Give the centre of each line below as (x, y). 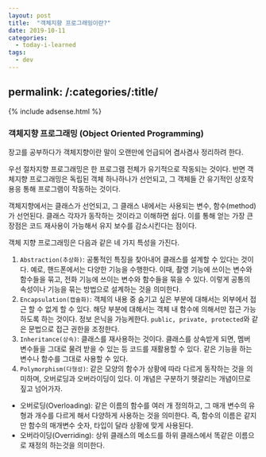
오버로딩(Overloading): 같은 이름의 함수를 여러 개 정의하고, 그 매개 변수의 (133, 405)
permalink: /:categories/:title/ (83, 92)
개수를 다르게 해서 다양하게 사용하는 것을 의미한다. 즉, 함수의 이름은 (138, 415)
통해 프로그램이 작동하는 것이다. (71, 188)
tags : (17, 52)
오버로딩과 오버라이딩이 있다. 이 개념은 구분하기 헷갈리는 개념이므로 (147, 378)
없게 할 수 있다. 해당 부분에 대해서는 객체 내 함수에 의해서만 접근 (143, 309)
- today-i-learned (46, 45)
